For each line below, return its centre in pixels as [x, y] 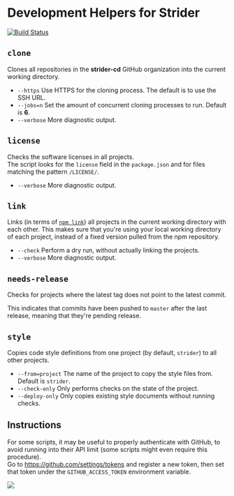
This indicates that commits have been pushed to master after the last [107, 308]
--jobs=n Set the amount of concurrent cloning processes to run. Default [122, 105]
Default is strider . [44, 381]
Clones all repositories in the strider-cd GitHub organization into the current [116, 69]
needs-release [38, 279]
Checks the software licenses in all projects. [71, 157]
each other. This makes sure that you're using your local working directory [114, 230]
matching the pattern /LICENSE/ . [53, 172]
